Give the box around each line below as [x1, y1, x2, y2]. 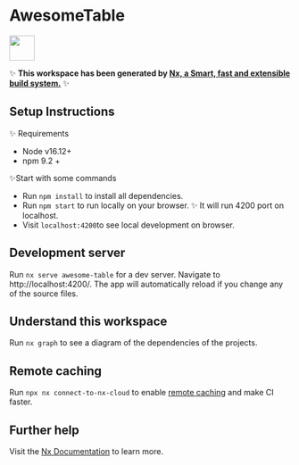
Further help [9, 422, 80, 437]
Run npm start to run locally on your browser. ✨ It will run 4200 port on [21, 200, 284, 211]
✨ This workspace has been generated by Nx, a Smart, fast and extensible [9, 68, 291, 79]
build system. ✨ [9, 78, 70, 88]
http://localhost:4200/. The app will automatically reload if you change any [9, 278, 284, 289]
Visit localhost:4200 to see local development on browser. [21, 220, 235, 230]
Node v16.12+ [21, 145, 72, 156]
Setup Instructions [9, 104, 115, 120]
